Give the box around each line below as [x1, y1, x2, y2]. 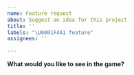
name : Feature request [7, 10, 72, 17]
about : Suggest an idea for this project [7, 16, 128, 23]
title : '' [7, 22, 36, 29]
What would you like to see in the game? [7, 60, 125, 68]
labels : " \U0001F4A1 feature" [7, 29, 94, 36]
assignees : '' [7, 35, 48, 42]
